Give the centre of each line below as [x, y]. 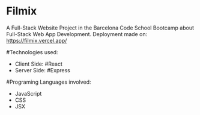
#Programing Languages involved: [49, 82]
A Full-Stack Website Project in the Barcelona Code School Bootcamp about [100, 28]
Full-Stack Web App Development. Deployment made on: [77, 34]
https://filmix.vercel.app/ [37, 40]
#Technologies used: [32, 52]
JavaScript [28, 93]
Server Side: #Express [42, 70]
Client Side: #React [39, 64]
